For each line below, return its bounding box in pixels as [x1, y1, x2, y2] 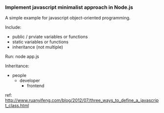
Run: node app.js [5, 54, 39, 59]
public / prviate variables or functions [12, 34, 88, 40]
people [12, 73, 27, 78]
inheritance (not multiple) [12, 44, 64, 50]
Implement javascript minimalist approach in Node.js [5, 4, 133, 11]
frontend [26, 83, 45, 89]
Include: [5, 24, 22, 30]
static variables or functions [12, 39, 69, 45]
